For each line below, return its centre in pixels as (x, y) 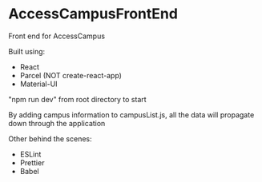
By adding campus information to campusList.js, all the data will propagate (131, 115)
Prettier (32, 162)
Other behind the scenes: (50, 138)
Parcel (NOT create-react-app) (71, 75)
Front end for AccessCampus (57, 36)
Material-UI (38, 84)
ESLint (30, 154)
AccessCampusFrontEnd (93, 14)
